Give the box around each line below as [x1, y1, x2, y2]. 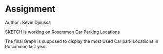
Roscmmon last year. [5, 43, 47, 49]
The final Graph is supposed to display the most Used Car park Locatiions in [5, 38, 159, 44]
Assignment [5, 3, 56, 15]
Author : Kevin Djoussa [5, 19, 51, 25]
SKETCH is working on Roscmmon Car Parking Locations [5, 29, 120, 35]
